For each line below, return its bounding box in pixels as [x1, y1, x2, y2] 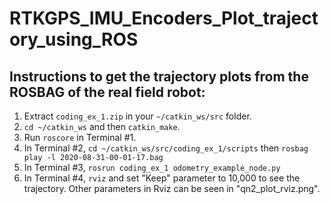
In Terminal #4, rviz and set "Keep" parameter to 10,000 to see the [23, 172, 301, 184]
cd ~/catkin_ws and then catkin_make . [23, 121, 181, 132]
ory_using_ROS [9, 28, 139, 51]
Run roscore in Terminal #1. [23, 132, 137, 143]
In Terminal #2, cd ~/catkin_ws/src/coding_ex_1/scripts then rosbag [23, 142, 309, 154]
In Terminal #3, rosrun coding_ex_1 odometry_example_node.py [23, 162, 281, 173]
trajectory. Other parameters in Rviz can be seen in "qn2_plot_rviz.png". [23, 183, 321, 194]
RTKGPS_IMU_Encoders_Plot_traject [9, 7, 319, 30]
